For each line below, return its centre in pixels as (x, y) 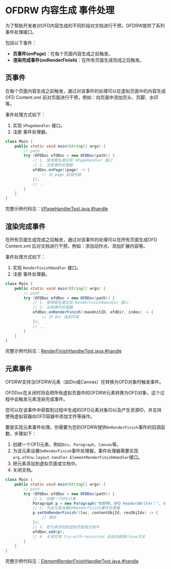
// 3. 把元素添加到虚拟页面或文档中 (66, 527)
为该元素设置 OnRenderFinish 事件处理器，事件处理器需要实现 (76, 451)
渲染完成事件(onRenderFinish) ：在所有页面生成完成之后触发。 (78, 60)
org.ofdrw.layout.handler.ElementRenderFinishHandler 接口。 (77, 457)
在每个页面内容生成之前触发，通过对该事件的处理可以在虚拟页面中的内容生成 (85, 91)
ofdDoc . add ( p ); (49, 532)
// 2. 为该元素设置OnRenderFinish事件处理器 (76, 508)
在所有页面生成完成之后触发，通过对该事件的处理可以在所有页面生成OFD (81, 239)
